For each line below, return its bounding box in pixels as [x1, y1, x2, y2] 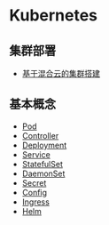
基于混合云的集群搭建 [21, 68, 100, 78]
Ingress [21, 197, 51, 207]
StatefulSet [21, 158, 64, 169]
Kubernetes [9, 5, 98, 26]
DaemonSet [21, 168, 66, 179]
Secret [21, 177, 47, 188]
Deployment [21, 140, 67, 150]
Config [21, 187, 47, 197]
